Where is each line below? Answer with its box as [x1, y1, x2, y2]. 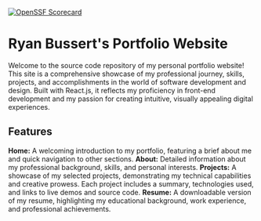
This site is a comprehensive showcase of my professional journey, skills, [8, 69, 245, 78]
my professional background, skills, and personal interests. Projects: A [8, 162, 237, 172]
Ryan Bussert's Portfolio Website [8, 35, 229, 53]
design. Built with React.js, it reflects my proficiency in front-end [8, 85, 216, 95]
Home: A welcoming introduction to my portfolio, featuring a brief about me [8, 146, 252, 155]
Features [8, 125, 53, 139]
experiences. [8, 102, 51, 111]
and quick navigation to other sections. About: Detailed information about [8, 154, 246, 164]
